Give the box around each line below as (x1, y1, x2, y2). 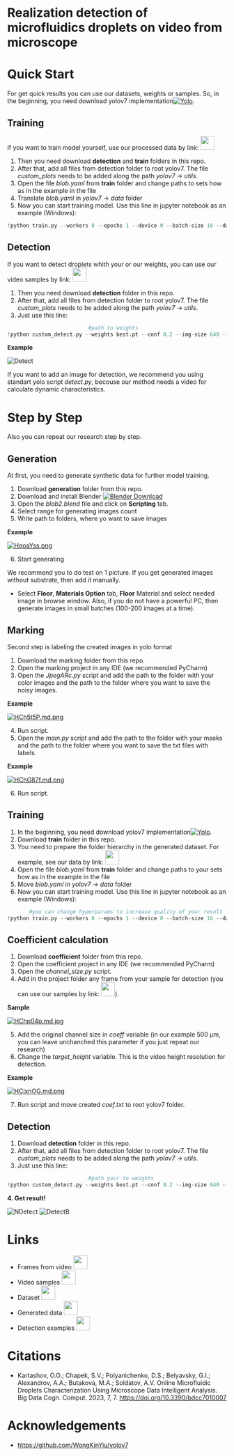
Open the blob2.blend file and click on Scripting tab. (17, 499, 169, 508)
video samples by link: (7, 275, 72, 284)
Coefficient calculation (7, 934, 109, 945)
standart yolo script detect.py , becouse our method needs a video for (7, 378, 207, 386)
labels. (17, 748, 37, 757)
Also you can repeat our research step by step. (7, 433, 142, 441)
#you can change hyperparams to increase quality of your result (29, 908, 223, 915)
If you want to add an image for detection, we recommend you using (7, 371, 203, 379)
